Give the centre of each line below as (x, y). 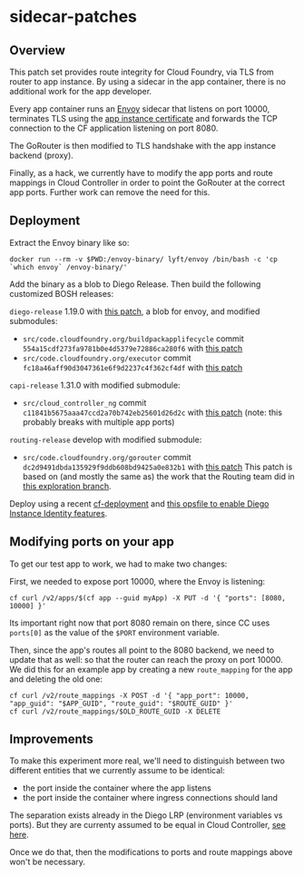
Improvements (51, 739)
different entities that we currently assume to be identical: (117, 771)
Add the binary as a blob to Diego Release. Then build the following (135, 284)
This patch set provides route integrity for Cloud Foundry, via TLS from (142, 72)
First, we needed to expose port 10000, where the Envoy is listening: (137, 581)
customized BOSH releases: (62, 293)
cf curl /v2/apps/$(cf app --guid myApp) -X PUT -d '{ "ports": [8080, (147, 598)
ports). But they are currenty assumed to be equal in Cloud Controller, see (147, 825)
